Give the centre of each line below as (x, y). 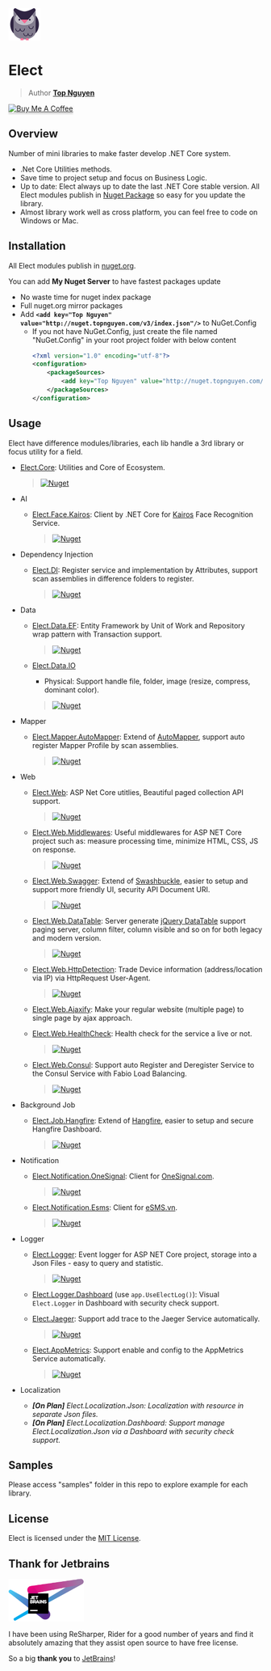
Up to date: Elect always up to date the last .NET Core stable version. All (140, 186)
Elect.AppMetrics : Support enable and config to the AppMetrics (138, 1350)
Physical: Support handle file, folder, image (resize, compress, (147, 681)
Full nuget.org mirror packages (71, 305)
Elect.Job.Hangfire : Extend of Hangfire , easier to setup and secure (143, 1120)
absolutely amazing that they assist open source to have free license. (123, 1643)
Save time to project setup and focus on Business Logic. (113, 177)
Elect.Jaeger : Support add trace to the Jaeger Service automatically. (146, 1318)
